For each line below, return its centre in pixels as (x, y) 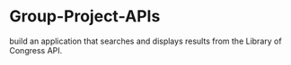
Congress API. (36, 50)
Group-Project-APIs (85, 16)
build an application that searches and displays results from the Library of (145, 41)
